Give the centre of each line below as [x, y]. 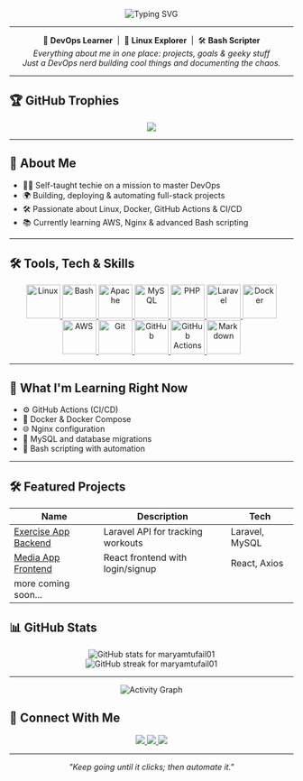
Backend [32, 543]
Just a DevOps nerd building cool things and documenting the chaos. [151, 63]
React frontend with [145, 557]
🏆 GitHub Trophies [64, 101]
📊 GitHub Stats [53, 628]
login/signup [130, 569]
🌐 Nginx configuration [64, 429]
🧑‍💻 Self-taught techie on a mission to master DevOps [121, 185]
